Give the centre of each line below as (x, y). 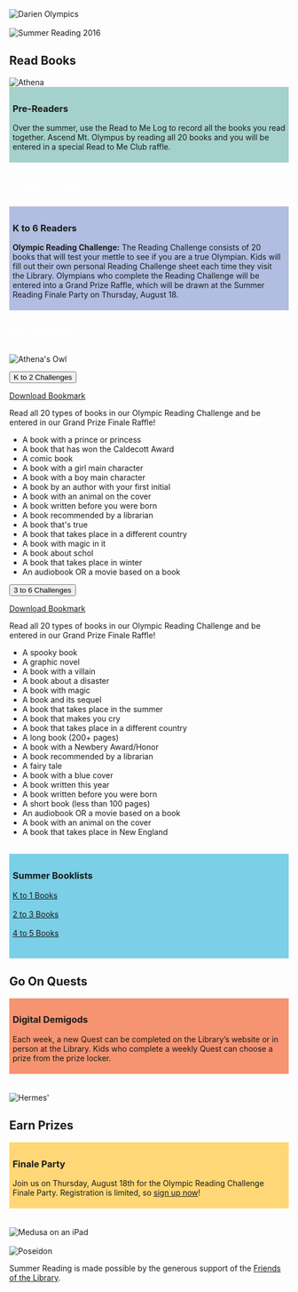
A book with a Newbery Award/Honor (90, 747)
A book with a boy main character (84, 477)
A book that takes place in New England (95, 832)
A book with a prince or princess (82, 440)
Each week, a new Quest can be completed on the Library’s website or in (146, 1039)
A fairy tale (42, 766)
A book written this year (66, 785)
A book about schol (58, 553)
